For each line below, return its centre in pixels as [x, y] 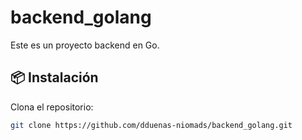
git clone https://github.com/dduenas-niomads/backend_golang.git [151, 125]
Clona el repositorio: [52, 107]
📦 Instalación [54, 77]
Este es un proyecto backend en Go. [85, 45]
